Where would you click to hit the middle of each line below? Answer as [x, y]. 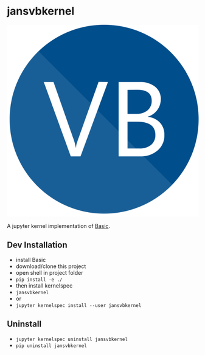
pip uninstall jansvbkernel [51, 346]
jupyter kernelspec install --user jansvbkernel [78, 305]
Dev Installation [37, 245]
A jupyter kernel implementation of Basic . [59, 226]
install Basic [31, 260]
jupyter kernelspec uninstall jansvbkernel [72, 339]
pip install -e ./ [39, 280]
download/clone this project [51, 266]
